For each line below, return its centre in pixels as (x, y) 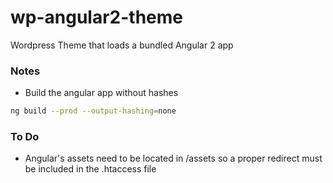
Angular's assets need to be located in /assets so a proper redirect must (173, 158)
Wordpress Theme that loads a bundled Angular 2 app (122, 45)
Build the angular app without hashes (101, 93)
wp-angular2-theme (97, 17)
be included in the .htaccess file (90, 169)
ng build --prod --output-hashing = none (93, 111)
